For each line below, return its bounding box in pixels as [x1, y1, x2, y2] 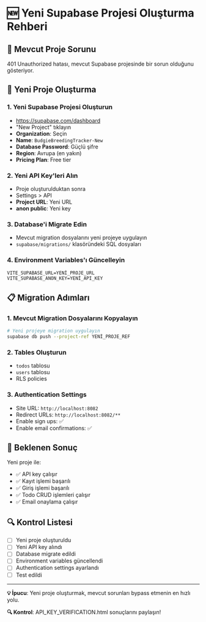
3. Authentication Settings [7, 390, 87, 399]
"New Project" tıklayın [15, 123, 72, 131]
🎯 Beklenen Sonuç [7, 442, 78, 453]
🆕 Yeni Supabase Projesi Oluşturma [7, 6, 194, 20]
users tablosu [15, 369, 51, 376]
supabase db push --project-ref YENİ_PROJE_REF [7, 334, 131, 340]
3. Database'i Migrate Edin [7, 220, 87, 228]
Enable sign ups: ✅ [15, 417, 64, 424]
